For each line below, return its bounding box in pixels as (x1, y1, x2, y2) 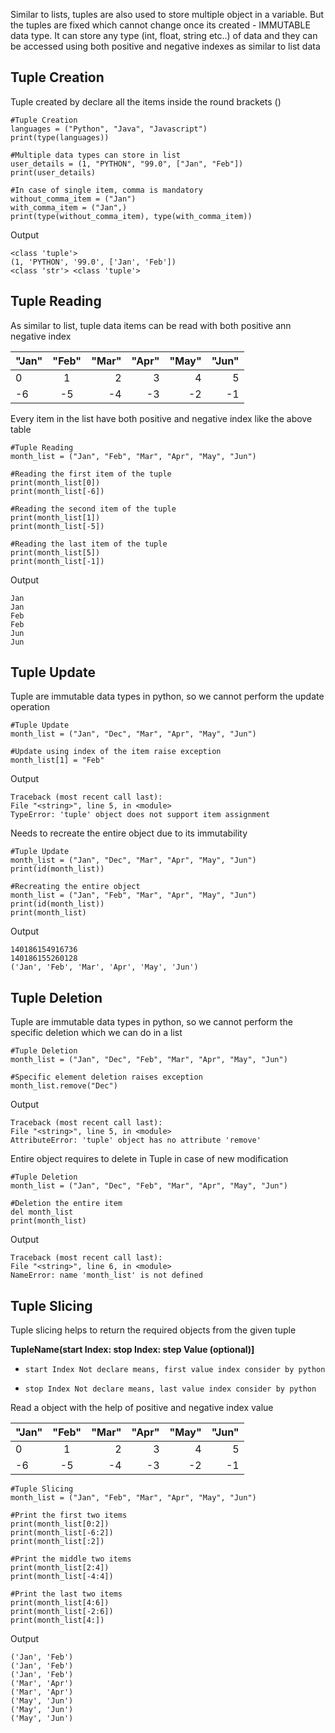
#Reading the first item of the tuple (10, 469, 172, 479)
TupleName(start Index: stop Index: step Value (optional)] (10, 1344, 255, 1356)
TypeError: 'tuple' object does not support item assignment (10, 810, 271, 820)
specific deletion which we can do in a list (10, 1027, 183, 1039)
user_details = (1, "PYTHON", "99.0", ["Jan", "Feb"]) (10, 159, 244, 169)
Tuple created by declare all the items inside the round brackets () (10, 95, 282, 108)
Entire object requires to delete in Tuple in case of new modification (10, 1153, 289, 1165)
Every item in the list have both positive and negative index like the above (10, 412, 313, 424)
